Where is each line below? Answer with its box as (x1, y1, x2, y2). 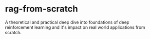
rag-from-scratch (5, 3, 78, 14)
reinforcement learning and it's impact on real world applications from (5, 24, 145, 30)
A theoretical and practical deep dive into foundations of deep (5, 19, 130, 25)
